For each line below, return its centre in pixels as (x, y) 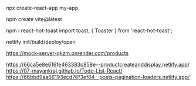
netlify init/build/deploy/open (41, 42)
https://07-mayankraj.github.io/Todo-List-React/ (64, 71)
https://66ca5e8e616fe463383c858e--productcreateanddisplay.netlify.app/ (98, 64)
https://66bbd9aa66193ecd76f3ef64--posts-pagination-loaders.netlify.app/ (98, 77)
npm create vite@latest (34, 19)
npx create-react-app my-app (42, 8)
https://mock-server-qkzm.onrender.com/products (67, 53)
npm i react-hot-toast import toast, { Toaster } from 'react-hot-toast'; (89, 30)
